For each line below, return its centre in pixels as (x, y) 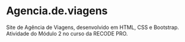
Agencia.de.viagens (57, 11)
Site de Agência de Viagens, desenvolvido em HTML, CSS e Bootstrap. (93, 27)
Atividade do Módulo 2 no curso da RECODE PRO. (67, 33)
